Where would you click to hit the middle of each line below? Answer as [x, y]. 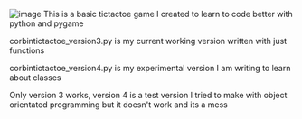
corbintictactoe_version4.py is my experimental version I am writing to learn [150, 68]
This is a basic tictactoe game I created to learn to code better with [168, 14]
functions [27, 50]
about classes [35, 78]
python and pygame [47, 23]
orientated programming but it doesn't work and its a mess [118, 105]
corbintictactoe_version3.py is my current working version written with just [148, 41]
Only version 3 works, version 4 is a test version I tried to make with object [148, 95]
